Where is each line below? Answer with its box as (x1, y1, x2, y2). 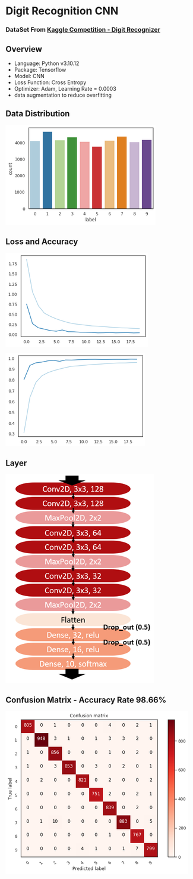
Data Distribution (5, 109, 70, 119)
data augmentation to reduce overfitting (14, 91, 112, 98)
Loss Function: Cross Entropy (14, 79, 87, 86)
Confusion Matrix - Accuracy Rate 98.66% (5, 695, 167, 705)
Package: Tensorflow (14, 66, 67, 73)
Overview (5, 44, 43, 54)
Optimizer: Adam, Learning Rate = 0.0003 (14, 85, 116, 92)
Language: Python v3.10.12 (14, 60, 80, 67)
